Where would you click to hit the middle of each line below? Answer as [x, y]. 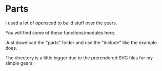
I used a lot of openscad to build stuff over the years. [61, 23]
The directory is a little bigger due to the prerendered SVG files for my [79, 58]
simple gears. [20, 63]
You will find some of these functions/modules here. [60, 32]
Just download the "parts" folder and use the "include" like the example [81, 42]
